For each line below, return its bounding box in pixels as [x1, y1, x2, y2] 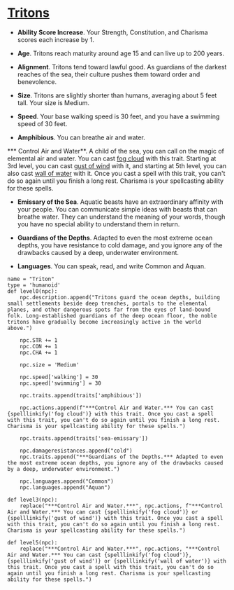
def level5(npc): [7, 539, 58, 546]
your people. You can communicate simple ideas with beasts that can [17, 205, 218, 213]
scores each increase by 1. [17, 35, 94, 43]
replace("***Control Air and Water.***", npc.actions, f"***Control [20, 502, 224, 509]
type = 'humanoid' [7, 282, 61, 289]
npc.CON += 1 [20, 343, 58, 350]
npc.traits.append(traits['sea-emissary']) [20, 434, 149, 442]
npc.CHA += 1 [20, 349, 58, 356]
